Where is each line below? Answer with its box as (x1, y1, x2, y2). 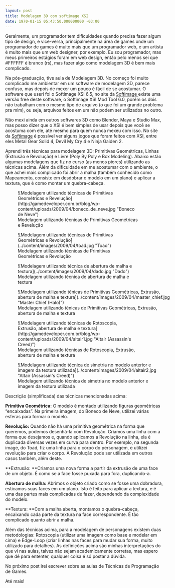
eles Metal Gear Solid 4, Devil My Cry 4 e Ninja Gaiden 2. (5, 139, 123, 145)
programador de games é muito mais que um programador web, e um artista (5, 44, 163, 50)
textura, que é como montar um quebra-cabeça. (5, 180, 105, 186)
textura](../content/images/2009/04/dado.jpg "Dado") (18, 269, 129, 275)
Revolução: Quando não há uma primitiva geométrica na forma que (5, 423, 145, 429)
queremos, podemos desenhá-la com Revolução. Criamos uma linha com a (5, 429, 160, 435)
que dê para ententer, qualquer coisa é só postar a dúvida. (5, 553, 126, 559)
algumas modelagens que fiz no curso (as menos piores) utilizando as (5, 159, 150, 165)
